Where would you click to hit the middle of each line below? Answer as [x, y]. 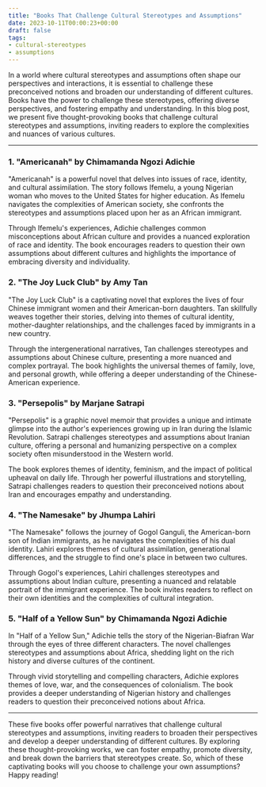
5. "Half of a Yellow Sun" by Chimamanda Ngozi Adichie [118, 619]
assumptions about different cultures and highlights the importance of [122, 254]
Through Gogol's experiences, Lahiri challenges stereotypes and [114, 573]
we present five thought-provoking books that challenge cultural [113, 117]
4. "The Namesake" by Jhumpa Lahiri [82, 514]
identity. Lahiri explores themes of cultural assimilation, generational [120, 549]
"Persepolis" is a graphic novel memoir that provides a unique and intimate [130, 420]
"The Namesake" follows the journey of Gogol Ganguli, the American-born [129, 533]
